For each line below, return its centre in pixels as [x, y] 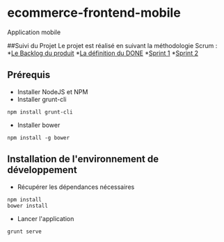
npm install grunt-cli [40, 112]
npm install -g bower [39, 137]
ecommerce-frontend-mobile [94, 13]
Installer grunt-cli [42, 99]
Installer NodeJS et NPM [53, 91]
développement [42, 170]
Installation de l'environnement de [83, 159]
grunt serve [24, 232]
